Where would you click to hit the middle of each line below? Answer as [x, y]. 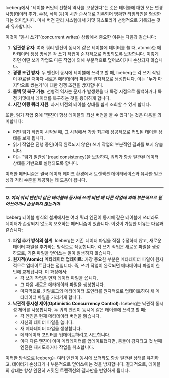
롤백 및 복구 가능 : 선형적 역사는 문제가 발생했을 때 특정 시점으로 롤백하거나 [84, 91]
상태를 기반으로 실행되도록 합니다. [46, 163]
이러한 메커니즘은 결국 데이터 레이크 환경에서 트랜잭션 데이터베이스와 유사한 [79, 174]
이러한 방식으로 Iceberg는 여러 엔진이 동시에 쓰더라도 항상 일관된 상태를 [75, 358]
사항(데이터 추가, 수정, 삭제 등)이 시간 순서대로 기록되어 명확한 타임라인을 [76, 14]
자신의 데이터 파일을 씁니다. [47, 322]
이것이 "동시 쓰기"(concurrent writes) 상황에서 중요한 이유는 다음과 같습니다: [81, 37]
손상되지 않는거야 [43, 204]
